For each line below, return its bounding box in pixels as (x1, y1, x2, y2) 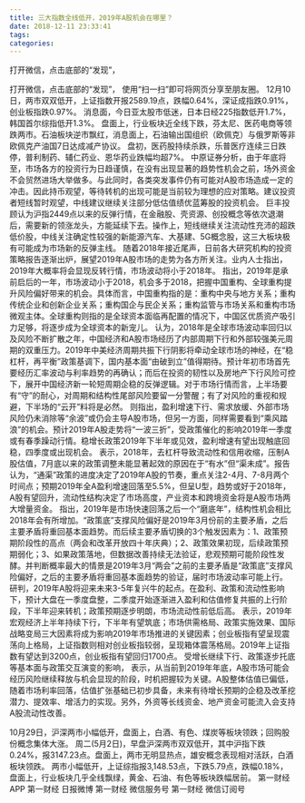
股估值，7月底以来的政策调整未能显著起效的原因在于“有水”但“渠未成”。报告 (9, 458, 290, 469)
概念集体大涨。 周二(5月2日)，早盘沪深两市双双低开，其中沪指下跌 (16, 739, 266, 749)
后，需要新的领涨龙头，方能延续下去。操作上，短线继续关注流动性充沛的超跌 (9, 220, 296, 231)
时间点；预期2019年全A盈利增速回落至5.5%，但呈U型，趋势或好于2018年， (9, 481, 291, 492)
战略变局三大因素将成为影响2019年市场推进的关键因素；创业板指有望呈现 (9, 628, 282, 640)
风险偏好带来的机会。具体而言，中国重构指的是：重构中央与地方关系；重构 (16, 288, 296, 299)
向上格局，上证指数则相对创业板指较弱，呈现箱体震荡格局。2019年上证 (16, 640, 282, 651)
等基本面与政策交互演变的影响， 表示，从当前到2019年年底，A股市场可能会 (9, 662, 290, 673)
